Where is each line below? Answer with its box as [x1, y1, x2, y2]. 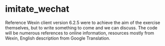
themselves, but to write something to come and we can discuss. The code [5, 24, 158, 30]
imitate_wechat [5, 3, 69, 15]
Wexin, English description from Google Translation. [5, 35, 111, 41]
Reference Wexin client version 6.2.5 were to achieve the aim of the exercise [5, 20, 161, 25]
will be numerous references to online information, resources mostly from [5, 30, 154, 36]
